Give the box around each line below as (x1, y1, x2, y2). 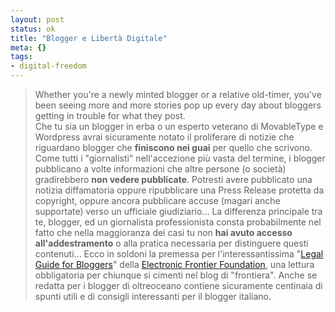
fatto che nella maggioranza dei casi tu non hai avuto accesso (34, 227, 293, 238)
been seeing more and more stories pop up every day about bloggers (34, 99, 322, 111)
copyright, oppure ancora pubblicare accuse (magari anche (34, 195, 281, 206)
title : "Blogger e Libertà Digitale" (10, 33, 168, 43)
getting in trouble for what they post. (34, 110, 186, 121)
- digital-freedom (10, 61, 87, 71)
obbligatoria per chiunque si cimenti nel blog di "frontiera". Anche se (34, 269, 318, 281)
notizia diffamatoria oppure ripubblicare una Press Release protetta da (34, 184, 325, 196)
